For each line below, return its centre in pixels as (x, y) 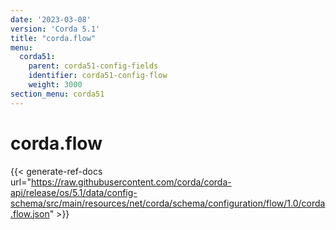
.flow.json (30, 213)
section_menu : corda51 (57, 94)
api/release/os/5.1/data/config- (74, 192)
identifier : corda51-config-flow (98, 76)
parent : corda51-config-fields (93, 66)
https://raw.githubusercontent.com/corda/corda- (131, 182)
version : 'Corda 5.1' (55, 29)
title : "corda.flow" (53, 38)
